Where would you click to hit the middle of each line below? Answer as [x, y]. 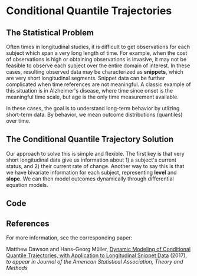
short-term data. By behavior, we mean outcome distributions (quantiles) [94, 114]
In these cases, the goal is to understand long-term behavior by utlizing [93, 108]
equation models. [27, 185]
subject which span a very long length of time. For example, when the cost [97, 53]
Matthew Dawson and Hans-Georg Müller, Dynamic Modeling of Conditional [98, 249]
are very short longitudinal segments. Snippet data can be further [86, 78]
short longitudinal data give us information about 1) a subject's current [91, 160]
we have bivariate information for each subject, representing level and [91, 172]
